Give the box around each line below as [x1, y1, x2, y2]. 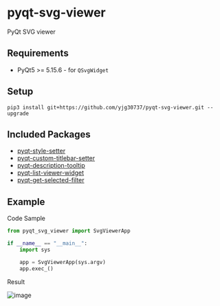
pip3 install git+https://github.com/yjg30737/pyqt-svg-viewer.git [7, 104, 205, 111]
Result [7, 277, 25, 286]
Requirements [7, 47, 69, 59]
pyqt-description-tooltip [16, 162, 85, 170]
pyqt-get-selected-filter [16, 176, 85, 184]
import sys [19, 246, 51, 253]
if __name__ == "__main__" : [7, 240, 88, 247]
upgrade [7, 110, 30, 117]
